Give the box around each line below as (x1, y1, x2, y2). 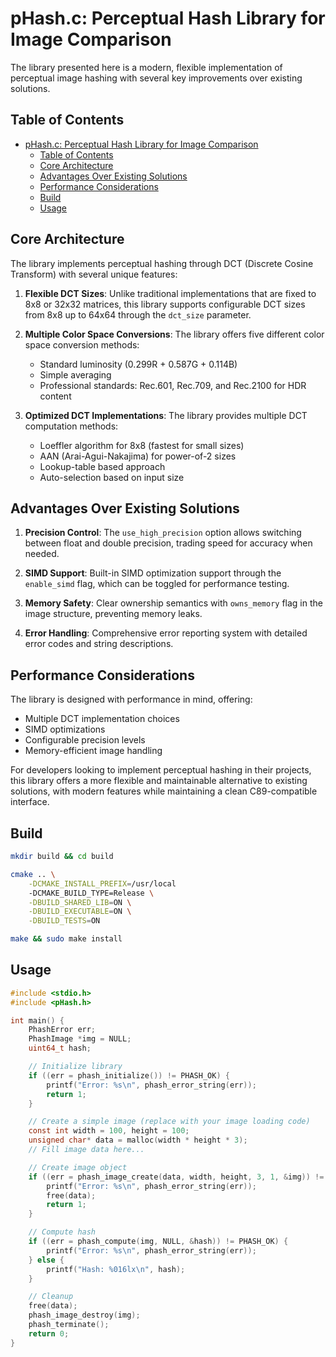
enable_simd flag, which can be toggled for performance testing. (24, 578, 290, 590)
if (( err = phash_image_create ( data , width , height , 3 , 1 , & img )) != (28, 1172, 325, 1182)
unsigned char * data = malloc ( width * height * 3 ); (28, 1135, 248, 1146)
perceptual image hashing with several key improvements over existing (10, 72, 303, 84)
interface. (10, 796, 50, 808)
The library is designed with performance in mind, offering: (10, 693, 253, 706)
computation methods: (24, 420, 119, 432)
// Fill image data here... (28, 1145, 145, 1155)
